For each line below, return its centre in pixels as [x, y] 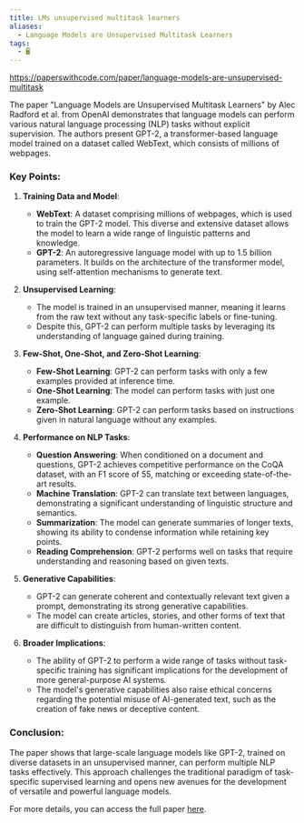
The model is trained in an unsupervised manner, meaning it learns [161, 307]
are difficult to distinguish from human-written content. [139, 626]
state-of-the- [267, 475]
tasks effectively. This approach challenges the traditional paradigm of [141, 772]
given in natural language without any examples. [127, 420]
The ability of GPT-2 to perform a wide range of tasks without [151, 661]
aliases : [26, 26]
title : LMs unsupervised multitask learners [95, 18]
